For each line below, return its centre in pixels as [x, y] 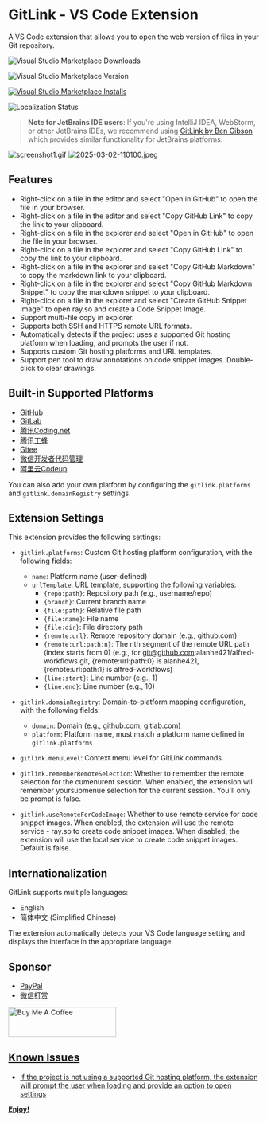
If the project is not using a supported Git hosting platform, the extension [139, 1077]
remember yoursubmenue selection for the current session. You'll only [135, 791]
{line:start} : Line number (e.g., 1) [101, 678]
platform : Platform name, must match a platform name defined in [138, 734]
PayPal [31, 986]
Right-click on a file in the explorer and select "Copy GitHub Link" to [131, 249]
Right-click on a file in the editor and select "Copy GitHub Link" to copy [136, 216]
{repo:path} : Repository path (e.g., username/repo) [128, 593]
